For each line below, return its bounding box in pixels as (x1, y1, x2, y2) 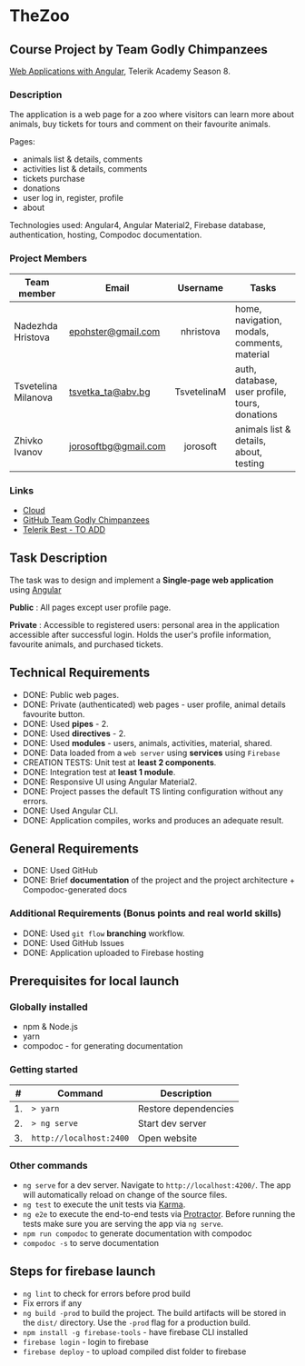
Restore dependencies (137, 1102, 234, 1114)
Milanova (14, 391, 53, 404)
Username (177, 281, 224, 294)
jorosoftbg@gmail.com (69, 440, 166, 453)
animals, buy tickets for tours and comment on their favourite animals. (9, 119, 271, 130)
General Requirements (9, 841, 139, 856)
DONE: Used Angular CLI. (22, 805, 119, 816)
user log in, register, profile (22, 193, 124, 204)
